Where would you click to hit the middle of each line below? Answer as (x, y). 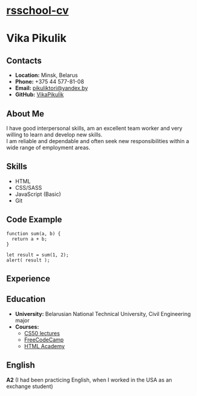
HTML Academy (44, 346)
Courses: (27, 327)
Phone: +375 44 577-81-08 (49, 82)
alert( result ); (28, 260)
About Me (25, 114)
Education (26, 299)
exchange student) (30, 386)
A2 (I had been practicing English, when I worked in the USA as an (89, 380)
